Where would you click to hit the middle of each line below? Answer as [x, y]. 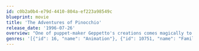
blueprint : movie [28, 17]
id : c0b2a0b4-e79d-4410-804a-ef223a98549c [59, 11]
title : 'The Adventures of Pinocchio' [54, 22]
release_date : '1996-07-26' [41, 28]
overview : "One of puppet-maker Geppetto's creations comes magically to [99, 33]
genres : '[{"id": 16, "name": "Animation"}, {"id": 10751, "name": [91, 39]
